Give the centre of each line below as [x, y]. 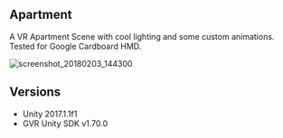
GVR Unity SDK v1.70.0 [65, 123]
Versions [35, 92]
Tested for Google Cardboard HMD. [75, 46]
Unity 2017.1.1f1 [50, 114]
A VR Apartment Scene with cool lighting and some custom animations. [142, 36]
